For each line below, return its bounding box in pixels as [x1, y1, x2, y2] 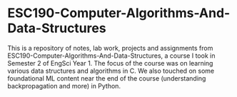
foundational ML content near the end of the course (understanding [7, 73, 206, 83]
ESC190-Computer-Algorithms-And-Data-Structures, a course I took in [7, 51, 216, 60]
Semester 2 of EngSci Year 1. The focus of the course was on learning [7, 58, 213, 67]
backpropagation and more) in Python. [7, 81, 121, 90]
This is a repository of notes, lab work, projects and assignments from [7, 44, 213, 52]
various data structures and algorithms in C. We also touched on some [7, 66, 215, 75]
